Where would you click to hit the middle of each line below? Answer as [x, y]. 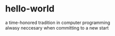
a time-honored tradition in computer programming [58, 22]
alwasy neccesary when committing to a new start [57, 27]
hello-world [30, 9]
